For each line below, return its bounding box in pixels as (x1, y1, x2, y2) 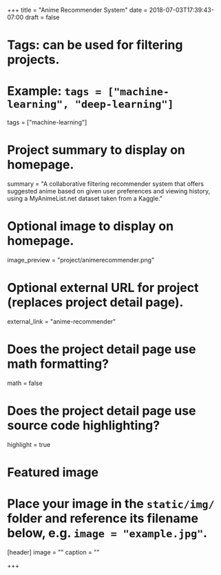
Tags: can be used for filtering (7, 37, 183, 53)
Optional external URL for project (7, 280, 199, 295)
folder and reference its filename (7, 511, 198, 526)
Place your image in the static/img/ (7, 496, 215, 512)
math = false (7, 379, 43, 387)
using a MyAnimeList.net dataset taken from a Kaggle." (7, 194, 163, 202)
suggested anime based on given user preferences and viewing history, (7, 187, 211, 196)
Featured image (7, 465, 98, 480)
